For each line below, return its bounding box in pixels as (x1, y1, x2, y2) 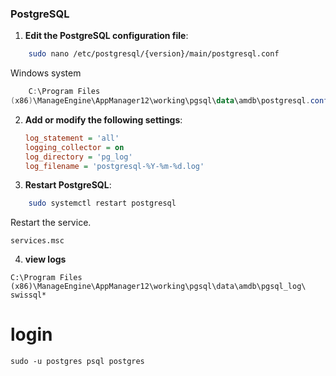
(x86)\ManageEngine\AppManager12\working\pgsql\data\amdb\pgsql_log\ (10, 282, 307, 292)
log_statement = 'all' (24, 133, 120, 143)
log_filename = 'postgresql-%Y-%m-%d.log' (24, 161, 205, 171)
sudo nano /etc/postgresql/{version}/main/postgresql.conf (28, 49, 280, 59)
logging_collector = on (24, 142, 125, 152)
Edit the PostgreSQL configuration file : (24, 30, 189, 42)
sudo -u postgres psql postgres (10, 357, 145, 367)
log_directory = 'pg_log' (24, 152, 133, 162)
